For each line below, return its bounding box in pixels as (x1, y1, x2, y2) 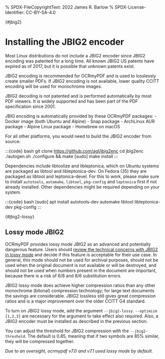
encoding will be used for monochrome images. (5, 83, 102, 89)
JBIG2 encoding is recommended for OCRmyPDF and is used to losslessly (5, 73, 157, 79)
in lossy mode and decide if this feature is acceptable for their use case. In (5, 252, 157, 257)
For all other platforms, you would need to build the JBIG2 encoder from (5, 133, 152, 139)
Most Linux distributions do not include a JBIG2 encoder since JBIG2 (5, 52, 146, 58)
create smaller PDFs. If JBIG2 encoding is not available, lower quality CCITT (5, 78, 160, 84)
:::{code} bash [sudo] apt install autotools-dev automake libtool (5, 199, 134, 205)
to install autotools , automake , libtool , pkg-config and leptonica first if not (5, 178, 157, 185)
